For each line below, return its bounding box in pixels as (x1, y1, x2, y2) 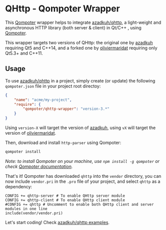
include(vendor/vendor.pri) (5, 211, 63, 216)
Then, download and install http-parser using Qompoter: (5, 140, 121, 146)
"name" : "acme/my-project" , (14, 97, 72, 102)
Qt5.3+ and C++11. (5, 50, 43, 56)
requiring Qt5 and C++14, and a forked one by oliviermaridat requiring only (5, 45, 158, 51)
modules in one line (5, 206, 48, 211)
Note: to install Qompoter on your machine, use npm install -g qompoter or (5, 158, 160, 164)
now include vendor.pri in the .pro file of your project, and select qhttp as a (5, 178, 161, 184)
